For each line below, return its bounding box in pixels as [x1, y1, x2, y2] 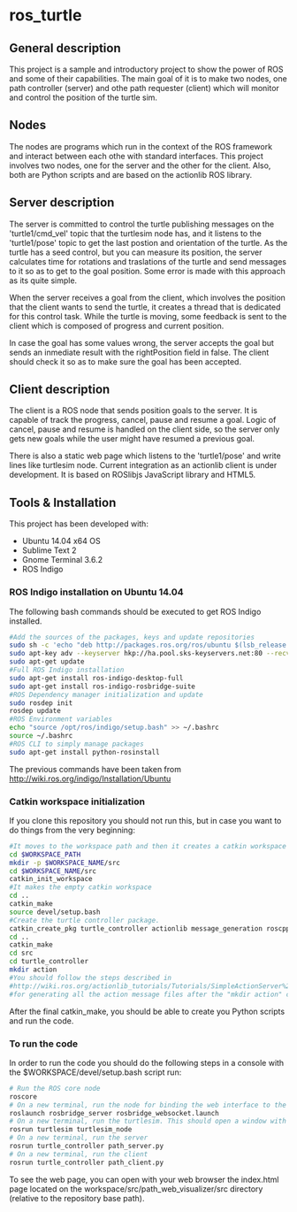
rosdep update [9, 707, 62, 716]
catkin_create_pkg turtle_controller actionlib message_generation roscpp [9, 924, 291, 933]
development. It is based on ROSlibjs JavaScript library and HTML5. [9, 470, 256, 480]
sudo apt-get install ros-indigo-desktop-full [9, 673, 184, 682]
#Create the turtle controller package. [9, 916, 161, 924]
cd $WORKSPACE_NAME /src [9, 866, 97, 876]
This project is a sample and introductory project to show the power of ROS [9, 64, 285, 74]
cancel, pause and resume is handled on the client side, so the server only [9, 424, 280, 434]
